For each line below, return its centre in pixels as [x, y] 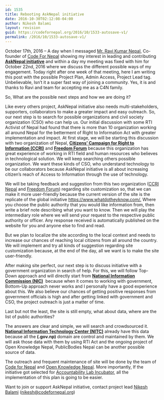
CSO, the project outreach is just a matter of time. [55, 302]
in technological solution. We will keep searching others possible [70, 159]
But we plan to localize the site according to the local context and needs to [80, 235]
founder [13, 56]
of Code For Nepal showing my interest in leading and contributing [89, 56]
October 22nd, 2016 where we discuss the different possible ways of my [78, 66]
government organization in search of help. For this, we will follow [71, 270]
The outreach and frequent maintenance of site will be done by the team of [81, 362]
